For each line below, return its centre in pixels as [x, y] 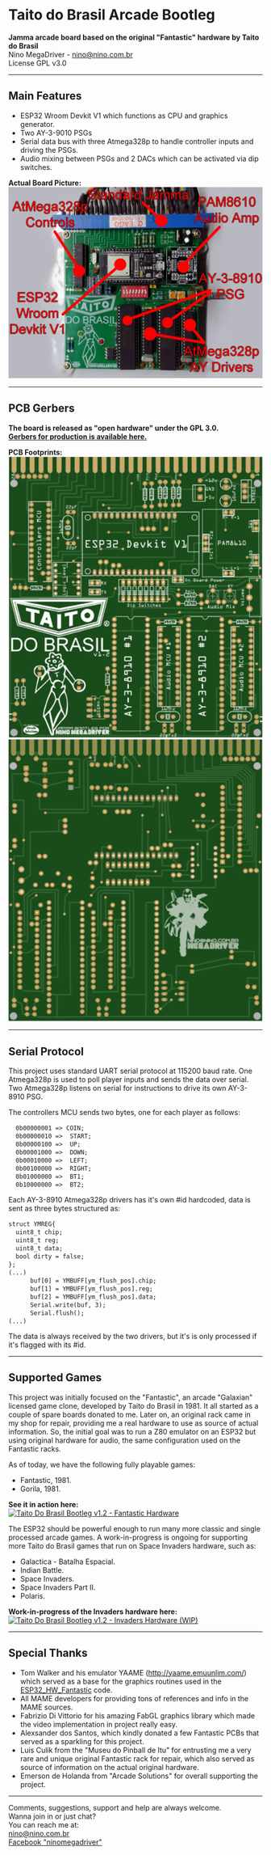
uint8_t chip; [39, 1232]
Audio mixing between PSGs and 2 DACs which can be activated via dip [140, 158]
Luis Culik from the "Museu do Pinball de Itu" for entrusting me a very [135, 1750]
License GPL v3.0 [38, 63]
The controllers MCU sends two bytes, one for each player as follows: [124, 1112]
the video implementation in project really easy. [99, 1724]
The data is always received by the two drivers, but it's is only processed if [133, 1336]
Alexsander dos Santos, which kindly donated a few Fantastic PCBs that [140, 1733]
